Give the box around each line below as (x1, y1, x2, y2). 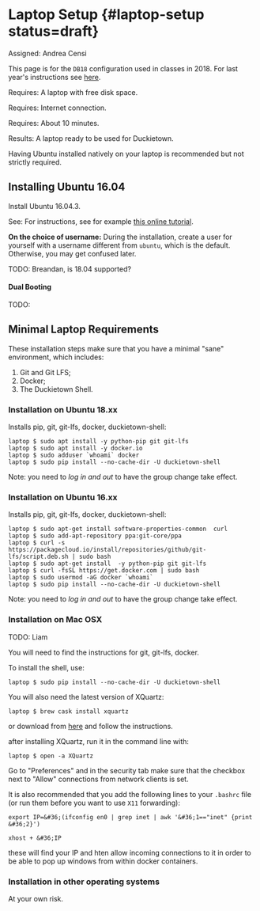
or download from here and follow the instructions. (8, 721, 174, 731)
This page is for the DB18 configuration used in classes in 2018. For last (8, 63, 239, 73)
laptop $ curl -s (8, 539, 66, 547)
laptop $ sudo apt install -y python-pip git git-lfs (8, 438, 190, 446)
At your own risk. (8, 894, 64, 903)
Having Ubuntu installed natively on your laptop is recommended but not (8, 149, 244, 158)
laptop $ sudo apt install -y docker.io (8, 445, 144, 453)
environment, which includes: (8, 352, 104, 362)
